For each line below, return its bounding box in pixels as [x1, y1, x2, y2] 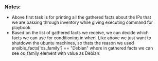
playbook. [11, 25, 32, 30]
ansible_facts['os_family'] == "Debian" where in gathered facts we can [11, 45, 153, 51]
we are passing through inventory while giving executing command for [11, 19, 153, 25]
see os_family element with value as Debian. [11, 50, 101, 56]
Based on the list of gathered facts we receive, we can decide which [11, 30, 149, 36]
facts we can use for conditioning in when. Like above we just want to [11, 35, 152, 41]
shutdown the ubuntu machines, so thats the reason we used [11, 40, 134, 46]
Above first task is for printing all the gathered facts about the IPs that [11, 15, 151, 20]
